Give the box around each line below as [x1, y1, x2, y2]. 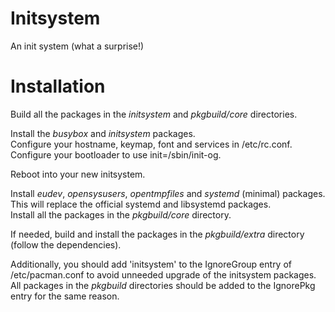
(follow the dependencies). [10, 238, 122, 251]
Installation [10, 75, 106, 98]
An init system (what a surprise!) [10, 40, 145, 52]
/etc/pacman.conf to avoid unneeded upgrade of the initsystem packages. [10, 268, 317, 281]
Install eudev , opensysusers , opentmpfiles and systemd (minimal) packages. [10, 187, 326, 199]
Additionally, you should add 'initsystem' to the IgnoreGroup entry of [10, 258, 292, 270]
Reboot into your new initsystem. [10, 168, 146, 180]
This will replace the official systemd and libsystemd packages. [10, 198, 272, 210]
